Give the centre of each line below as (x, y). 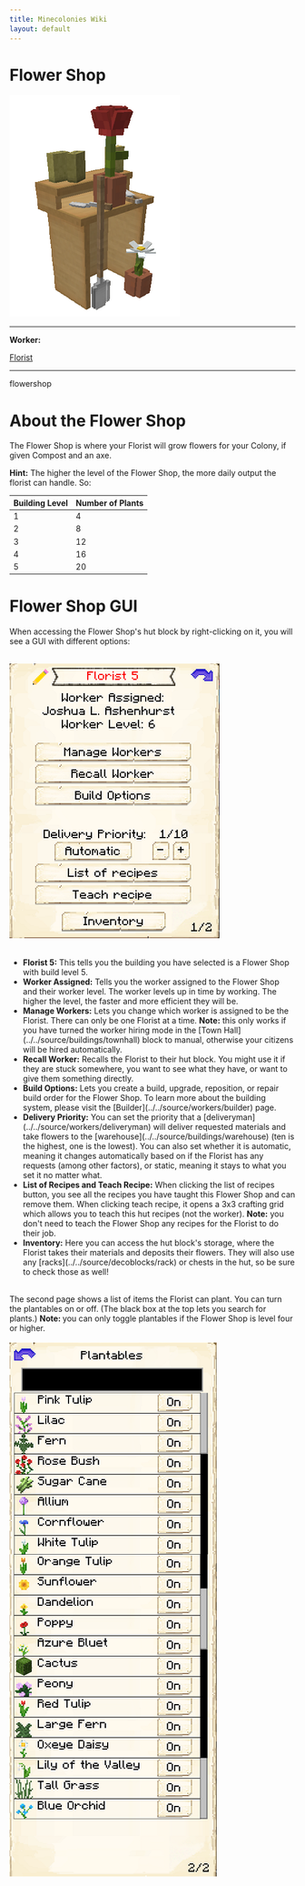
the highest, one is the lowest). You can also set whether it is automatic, (157, 1145)
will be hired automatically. (72, 1049)
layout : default (40, 29)
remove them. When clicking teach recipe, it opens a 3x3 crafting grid (153, 1204)
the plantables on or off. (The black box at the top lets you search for (138, 1308)
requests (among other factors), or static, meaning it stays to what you (154, 1165)
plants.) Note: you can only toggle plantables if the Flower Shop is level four (151, 1318)
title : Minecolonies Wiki (58, 19)
